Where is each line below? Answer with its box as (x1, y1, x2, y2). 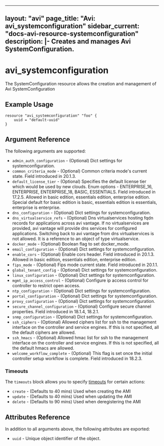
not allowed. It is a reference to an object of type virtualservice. (12, 236, 140, 242)
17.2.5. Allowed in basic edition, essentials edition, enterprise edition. (12, 194, 150, 200)
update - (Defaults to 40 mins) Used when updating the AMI (12, 394, 132, 399)
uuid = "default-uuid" (14, 118, 60, 123)
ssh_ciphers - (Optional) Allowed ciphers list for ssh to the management (12, 319, 157, 325)
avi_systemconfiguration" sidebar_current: (5, 22, 140, 30)
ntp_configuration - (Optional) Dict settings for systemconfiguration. (12, 288, 151, 294)
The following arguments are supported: (5, 148, 86, 154)
